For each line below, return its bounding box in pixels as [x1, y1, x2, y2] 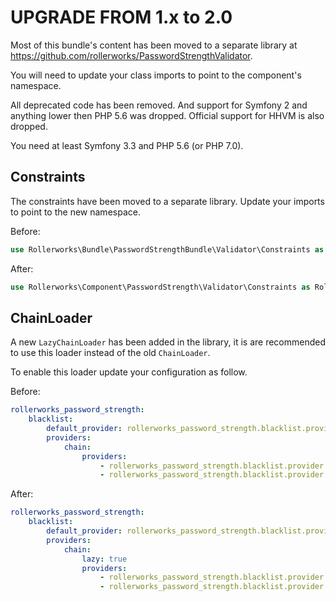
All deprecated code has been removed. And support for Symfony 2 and [10, 99, 308, 111]
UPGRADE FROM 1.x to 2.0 [10, 6, 233, 29]
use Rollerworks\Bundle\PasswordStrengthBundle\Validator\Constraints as [10, 244, 325, 255]
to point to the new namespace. [10, 206, 141, 218]
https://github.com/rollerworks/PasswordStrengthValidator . [10, 49, 253, 61]
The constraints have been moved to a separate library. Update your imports [10, 195, 325, 207]
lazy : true [81, 554, 128, 564]
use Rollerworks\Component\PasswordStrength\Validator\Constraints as [10, 282, 311, 292]
